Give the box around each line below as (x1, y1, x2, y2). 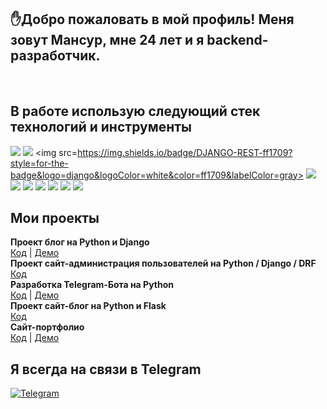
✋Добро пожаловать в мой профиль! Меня (10, 11, 295, 28)
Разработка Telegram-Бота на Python (10, 279, 174, 291)
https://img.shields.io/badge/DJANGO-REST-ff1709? (77, 146, 293, 158)
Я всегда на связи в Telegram (10, 361, 202, 378)
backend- (206, 32, 269, 49)
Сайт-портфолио (10, 321, 85, 333)
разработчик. (10, 47, 101, 65)
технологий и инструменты (10, 119, 192, 136)
